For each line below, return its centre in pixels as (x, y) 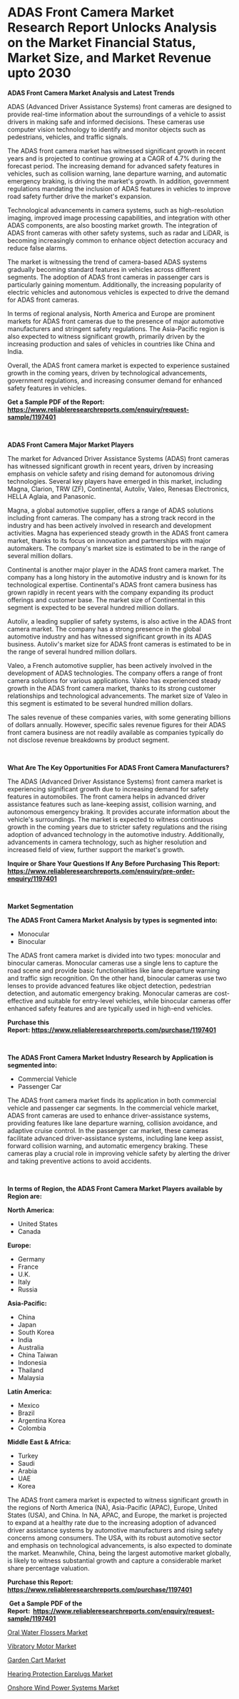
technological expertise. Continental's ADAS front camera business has (112, 584)
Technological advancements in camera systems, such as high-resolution (116, 210)
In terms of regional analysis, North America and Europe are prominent (111, 313)
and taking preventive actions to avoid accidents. (80, 1161)
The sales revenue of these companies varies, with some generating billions (119, 717)
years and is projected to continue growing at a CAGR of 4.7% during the (115, 158)
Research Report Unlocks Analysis (112, 27)
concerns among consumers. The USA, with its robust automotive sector (115, 1538)
